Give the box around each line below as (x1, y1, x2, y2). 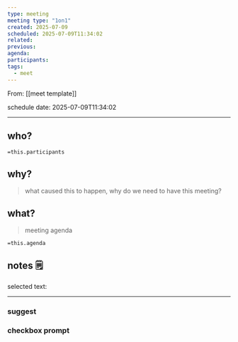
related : (7, 37, 33, 44)
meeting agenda (24, 226, 73, 234)
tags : (7, 63, 23, 70)
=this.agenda (7, 239, 46, 246)
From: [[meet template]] (7, 89, 77, 98)
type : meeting (7, 10, 50, 18)
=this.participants (7, 149, 65, 156)
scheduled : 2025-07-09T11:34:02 (7, 30, 103, 38)
